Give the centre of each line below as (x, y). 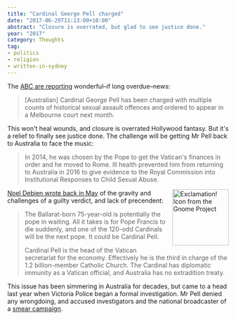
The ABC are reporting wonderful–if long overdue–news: (89, 86)
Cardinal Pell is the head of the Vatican (80, 250)
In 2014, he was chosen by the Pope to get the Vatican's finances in (123, 157)
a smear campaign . (35, 308)
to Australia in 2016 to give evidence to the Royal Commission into (120, 172)
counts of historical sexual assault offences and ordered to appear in (124, 107)
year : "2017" (26, 33)
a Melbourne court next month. (69, 115)
